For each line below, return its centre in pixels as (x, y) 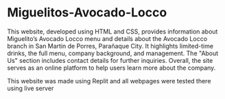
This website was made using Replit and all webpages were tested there (109, 81)
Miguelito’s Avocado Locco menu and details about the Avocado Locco (107, 38)
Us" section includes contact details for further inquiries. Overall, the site (110, 60)
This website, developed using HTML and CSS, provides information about (113, 31)
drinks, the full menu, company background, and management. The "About (113, 53)
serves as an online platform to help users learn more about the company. (111, 68)
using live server (31, 88)
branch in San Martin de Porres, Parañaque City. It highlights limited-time (110, 46)
